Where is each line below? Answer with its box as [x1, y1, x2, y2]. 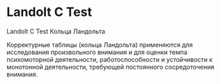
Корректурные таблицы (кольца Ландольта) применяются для [6, 40, 193, 49]
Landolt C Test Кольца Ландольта [6, 27, 105, 35]
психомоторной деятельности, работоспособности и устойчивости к [6, 55, 213, 63]
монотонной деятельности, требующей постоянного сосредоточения [6, 62, 215, 71]
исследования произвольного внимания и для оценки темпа [6, 48, 188, 56]
